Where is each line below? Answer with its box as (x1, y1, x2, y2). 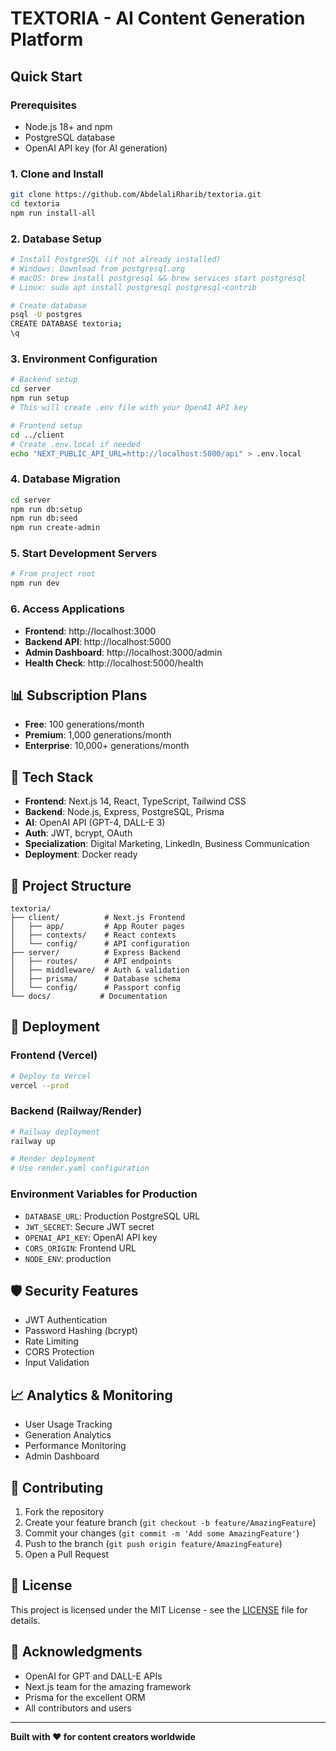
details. (10, 1614, 41, 1626)
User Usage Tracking (24, 1418, 113, 1431)
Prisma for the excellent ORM (24, 1691, 146, 1703)
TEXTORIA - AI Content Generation (10, 7, 306, 30)
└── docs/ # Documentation (10, 991, 168, 1001)
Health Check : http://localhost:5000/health (24, 657, 204, 669)
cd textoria (10, 199, 60, 209)
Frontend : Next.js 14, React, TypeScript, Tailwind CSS (24, 795, 247, 807)
